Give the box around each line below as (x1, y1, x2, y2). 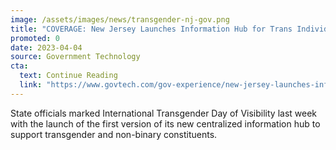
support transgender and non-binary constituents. (10, 128, 218, 140)
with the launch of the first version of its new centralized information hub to (10, 117, 321, 130)
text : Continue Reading (19, 71, 118, 81)
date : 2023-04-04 (10, 42, 83, 53)
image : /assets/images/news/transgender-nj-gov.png (10, 14, 230, 25)
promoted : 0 (10, 33, 60, 43)
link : (19, 80, 43, 90)
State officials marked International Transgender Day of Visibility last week (10, 107, 318, 119)
